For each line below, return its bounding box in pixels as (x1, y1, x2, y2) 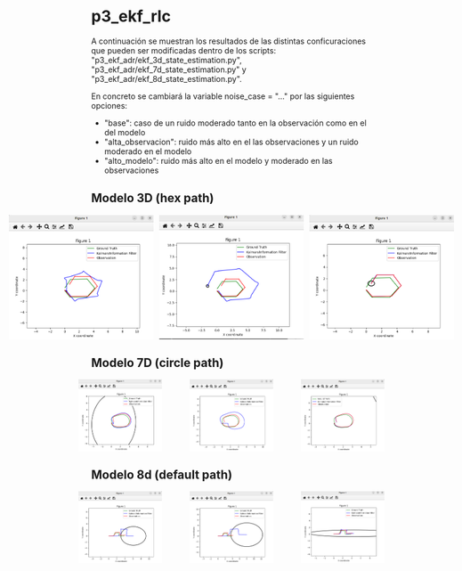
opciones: (91, 100, 128, 110)
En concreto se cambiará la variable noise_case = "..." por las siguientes (91, 91, 355, 102)
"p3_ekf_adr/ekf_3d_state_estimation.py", (91, 54, 242, 65)
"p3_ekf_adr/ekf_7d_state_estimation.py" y (91, 64, 247, 75)
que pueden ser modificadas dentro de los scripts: (91, 45, 276, 55)
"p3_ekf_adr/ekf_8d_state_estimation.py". (91, 73, 242, 84)
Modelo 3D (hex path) (91, 191, 215, 206)
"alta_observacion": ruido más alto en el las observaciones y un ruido (103, 136, 360, 147)
